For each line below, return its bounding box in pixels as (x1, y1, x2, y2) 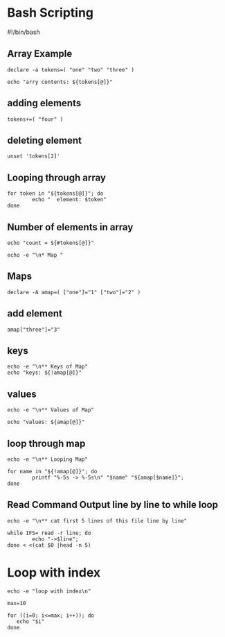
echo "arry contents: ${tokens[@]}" (7, 78, 113, 85)
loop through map (7, 437, 86, 449)
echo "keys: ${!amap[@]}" (7, 369, 82, 376)
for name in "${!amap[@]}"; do (7, 468, 98, 475)
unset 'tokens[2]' (7, 153, 60, 160)
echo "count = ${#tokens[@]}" (7, 239, 95, 246)
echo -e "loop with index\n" (7, 588, 91, 595)
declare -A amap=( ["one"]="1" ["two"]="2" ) (7, 289, 141, 296)
